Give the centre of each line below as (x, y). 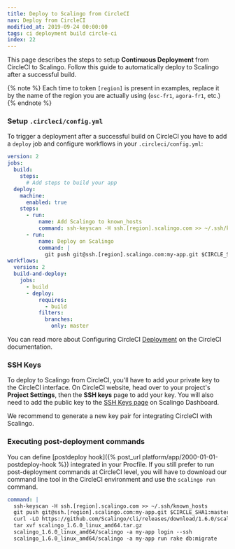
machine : (33, 196)
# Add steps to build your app (71, 183)
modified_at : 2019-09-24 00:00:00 (58, 27)
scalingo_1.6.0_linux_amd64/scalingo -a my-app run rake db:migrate (115, 538)
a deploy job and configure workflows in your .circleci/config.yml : (105, 144)
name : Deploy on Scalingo (76, 241)
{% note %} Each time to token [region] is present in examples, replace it (113, 88)
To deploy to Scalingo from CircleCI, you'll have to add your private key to (114, 380)
